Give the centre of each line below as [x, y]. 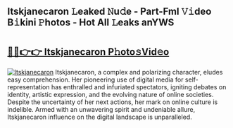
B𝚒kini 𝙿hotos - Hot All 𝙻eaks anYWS [91, 23]
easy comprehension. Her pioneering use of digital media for [95, 79]
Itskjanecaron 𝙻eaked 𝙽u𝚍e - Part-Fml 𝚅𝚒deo [109, 12]
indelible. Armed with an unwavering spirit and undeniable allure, [101, 109]
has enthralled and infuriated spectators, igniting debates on [139, 87]
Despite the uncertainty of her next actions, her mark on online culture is [113, 102]
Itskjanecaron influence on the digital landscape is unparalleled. [100, 117]
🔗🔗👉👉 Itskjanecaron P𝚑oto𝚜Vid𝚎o [88, 52]
